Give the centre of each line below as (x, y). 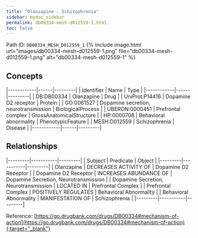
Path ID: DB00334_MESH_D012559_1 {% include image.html (74, 45)
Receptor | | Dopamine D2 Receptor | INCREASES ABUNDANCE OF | (89, 173)
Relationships (32, 146)
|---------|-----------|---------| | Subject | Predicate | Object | (82, 161)
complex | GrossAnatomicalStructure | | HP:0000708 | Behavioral (85, 115)
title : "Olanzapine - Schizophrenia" (53, 12)
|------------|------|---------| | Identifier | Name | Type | (74, 90)
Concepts (25, 76)
